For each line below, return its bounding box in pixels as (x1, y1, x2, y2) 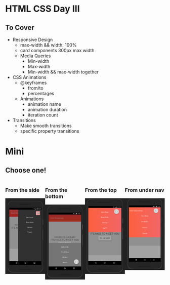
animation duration (27, 107, 67, 112)
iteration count (27, 112, 58, 118)
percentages (27, 91, 55, 96)
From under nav (124, 186, 164, 193)
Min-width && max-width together (27, 69, 99, 75)
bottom (45, 193, 63, 200)
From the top (85, 186, 117, 193)
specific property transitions (20, 128, 79, 134)
